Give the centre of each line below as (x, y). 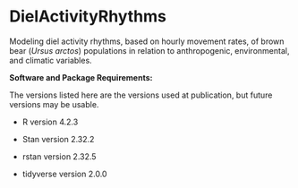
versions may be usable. (54, 104)
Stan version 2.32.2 (58, 139)
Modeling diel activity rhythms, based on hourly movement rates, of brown (147, 41)
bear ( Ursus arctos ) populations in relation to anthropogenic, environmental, (149, 50)
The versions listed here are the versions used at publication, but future (141, 95)
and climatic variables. (51, 60)
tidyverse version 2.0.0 (64, 174)
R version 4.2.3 (50, 122)
